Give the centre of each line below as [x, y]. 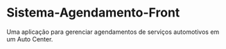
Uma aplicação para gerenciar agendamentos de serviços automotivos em [113, 32]
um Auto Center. [30, 39]
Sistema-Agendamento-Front [93, 13]
